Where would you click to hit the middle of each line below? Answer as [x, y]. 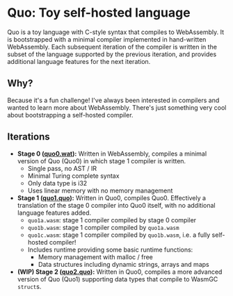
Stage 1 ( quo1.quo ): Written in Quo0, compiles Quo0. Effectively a [112, 198]
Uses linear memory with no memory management [100, 190]
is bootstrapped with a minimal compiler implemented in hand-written [107, 39]
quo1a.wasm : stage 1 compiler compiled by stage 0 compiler [112, 220]
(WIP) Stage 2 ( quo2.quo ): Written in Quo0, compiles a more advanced [120, 272]
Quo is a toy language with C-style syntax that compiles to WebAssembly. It [116, 32]
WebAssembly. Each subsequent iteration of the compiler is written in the [112, 47]
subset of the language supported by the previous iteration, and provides [112, 54]
